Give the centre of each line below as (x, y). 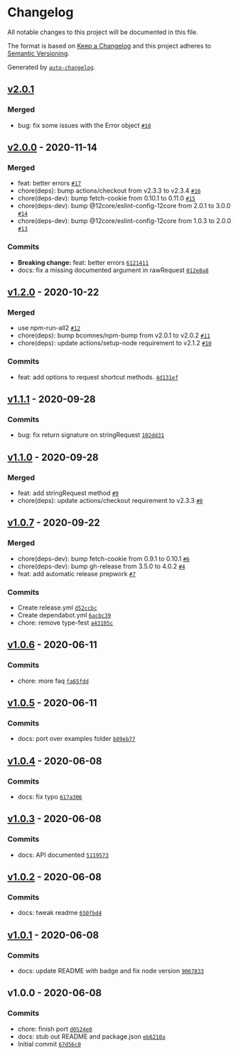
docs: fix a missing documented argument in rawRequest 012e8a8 (113, 270)
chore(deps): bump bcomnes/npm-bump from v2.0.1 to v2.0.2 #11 (114, 335)
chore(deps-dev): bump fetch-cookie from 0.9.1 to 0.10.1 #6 (103, 558)
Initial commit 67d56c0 (49, 1044)
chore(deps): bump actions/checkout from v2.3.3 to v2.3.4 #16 (109, 191)
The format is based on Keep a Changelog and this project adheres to (109, 45)
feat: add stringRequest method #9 (68, 493)
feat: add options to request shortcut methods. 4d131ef (98, 377)
